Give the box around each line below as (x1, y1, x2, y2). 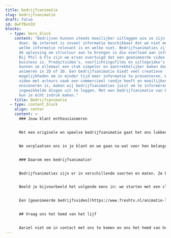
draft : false (5, 17, 33, 22)
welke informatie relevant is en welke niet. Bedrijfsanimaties (18, 45, 158, 50)
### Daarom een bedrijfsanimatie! (18, 157, 93, 162)
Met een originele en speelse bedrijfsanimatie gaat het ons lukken (18, 130, 167, 135)
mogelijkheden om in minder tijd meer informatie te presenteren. (18, 74, 163, 79)
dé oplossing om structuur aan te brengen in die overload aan (18, 50, 156, 55)
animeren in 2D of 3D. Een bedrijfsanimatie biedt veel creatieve (18, 69, 163, 74)
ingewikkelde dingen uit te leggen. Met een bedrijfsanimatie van (18, 87, 163, 93)
